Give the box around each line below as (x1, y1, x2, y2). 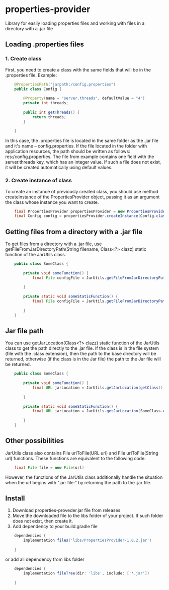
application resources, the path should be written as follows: (5, 149, 131, 155)
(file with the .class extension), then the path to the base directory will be (5, 351, 156, 357)
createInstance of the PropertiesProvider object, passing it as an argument (5, 194, 160, 200)
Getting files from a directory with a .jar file (5, 228, 143, 236)
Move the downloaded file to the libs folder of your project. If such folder (12, 512, 163, 519)
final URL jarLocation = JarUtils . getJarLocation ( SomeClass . (32, 409, 163, 414)
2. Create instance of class (5, 177, 72, 184)
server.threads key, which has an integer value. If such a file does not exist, (5, 159, 161, 165)
